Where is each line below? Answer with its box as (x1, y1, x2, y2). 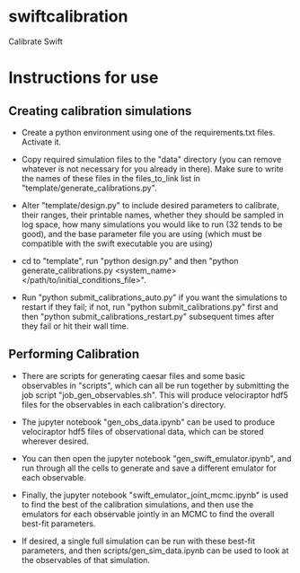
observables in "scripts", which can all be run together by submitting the (21, 380, 289, 391)
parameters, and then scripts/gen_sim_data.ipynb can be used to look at (21, 545, 289, 556)
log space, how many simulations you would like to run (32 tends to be (21, 218, 283, 230)
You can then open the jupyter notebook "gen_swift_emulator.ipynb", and (21, 453, 292, 463)
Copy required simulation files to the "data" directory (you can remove (21, 154, 282, 164)
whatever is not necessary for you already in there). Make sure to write (21, 163, 284, 174)
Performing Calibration (8, 347, 140, 362)
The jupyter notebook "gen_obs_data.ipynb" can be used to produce (21, 416, 276, 428)
